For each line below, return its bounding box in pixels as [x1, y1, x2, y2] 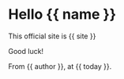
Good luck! [8, 46, 44, 56]
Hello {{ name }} [8, 5, 117, 23]
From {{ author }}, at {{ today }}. [8, 61, 112, 71]
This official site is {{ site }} [8, 31, 96, 41]
